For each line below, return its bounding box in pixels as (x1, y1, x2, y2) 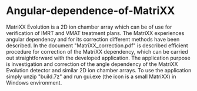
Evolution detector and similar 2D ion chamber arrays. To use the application (6, 66, 192, 73)
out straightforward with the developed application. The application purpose (6, 54, 191, 61)
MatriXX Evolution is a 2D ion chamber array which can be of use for (6, 23, 172, 30)
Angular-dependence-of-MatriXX (6, 4, 175, 17)
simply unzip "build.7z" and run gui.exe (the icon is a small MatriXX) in (6, 73, 176, 80)
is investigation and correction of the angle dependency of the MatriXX (6, 60, 178, 68)
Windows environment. (6, 79, 62, 86)
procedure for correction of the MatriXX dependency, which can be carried (6, 48, 188, 55)
